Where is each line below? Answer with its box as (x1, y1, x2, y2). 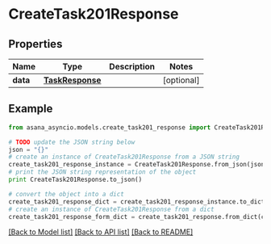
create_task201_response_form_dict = (8, 212, 135, 221)
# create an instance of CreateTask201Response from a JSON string (8, 153, 240, 162)
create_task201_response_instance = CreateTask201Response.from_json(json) (8, 161, 269, 169)
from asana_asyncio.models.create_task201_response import (8, 123, 211, 132)
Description (108, 61, 156, 72)
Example (8, 102, 53, 116)
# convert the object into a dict (8, 190, 125, 198)
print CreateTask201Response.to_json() (8, 175, 143, 184)
